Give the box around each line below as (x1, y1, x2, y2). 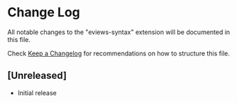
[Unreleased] (7, 70, 67, 82)
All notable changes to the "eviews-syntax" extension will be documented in (7, 28, 231, 36)
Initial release (17, 88, 57, 97)
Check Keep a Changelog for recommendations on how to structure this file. (7, 49, 231, 58)
